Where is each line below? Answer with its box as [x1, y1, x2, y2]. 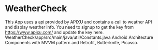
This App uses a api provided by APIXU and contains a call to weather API [5, 19, 152, 25]
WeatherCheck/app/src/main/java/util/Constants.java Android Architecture [5, 34, 154, 40]
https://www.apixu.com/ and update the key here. [5, 29, 104, 35]
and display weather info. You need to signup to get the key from [5, 24, 134, 30]
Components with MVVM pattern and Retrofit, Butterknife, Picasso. [5, 39, 139, 45]
